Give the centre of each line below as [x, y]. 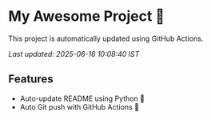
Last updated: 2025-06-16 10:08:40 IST [74, 54]
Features [31, 79]
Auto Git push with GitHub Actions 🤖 [80, 106]
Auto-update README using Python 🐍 [82, 98]
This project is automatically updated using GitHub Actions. [106, 38]
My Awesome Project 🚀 [87, 16]
